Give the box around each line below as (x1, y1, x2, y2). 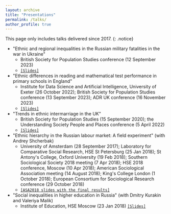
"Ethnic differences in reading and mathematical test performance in (12, 73, 157, 79)
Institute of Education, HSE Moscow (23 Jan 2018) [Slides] (20, 203, 146, 209)
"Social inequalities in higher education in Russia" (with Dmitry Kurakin (12, 192, 161, 198)
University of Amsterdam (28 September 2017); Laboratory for (20, 144, 152, 150)
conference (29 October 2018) (20, 181, 85, 187)
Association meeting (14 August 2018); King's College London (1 (20, 171, 156, 177)
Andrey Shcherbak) (12, 138, 54, 144)
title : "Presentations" (5, 12, 56, 17)
